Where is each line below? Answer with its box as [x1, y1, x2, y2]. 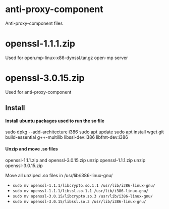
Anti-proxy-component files [5, 20, 63, 26]
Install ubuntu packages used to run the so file [5, 118, 105, 124]
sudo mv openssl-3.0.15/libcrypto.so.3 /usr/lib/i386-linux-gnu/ [12, 193, 153, 199]
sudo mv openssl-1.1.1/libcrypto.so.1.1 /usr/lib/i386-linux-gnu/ [12, 183, 155, 188]
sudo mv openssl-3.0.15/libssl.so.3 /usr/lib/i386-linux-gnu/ [12, 199, 146, 204]
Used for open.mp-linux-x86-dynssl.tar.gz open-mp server [5, 55, 128, 61]
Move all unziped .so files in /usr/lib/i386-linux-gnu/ [5, 172, 113, 178]
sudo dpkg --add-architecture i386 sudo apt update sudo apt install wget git [5, 129, 164, 135]
